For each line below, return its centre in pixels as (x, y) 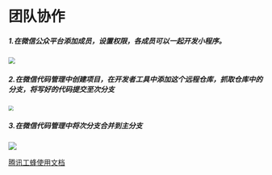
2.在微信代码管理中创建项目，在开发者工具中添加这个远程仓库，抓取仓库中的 (136, 79)
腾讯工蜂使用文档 (37, 163)
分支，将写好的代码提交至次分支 (61, 89)
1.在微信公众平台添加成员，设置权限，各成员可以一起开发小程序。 (117, 40)
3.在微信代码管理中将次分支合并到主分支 (75, 126)
